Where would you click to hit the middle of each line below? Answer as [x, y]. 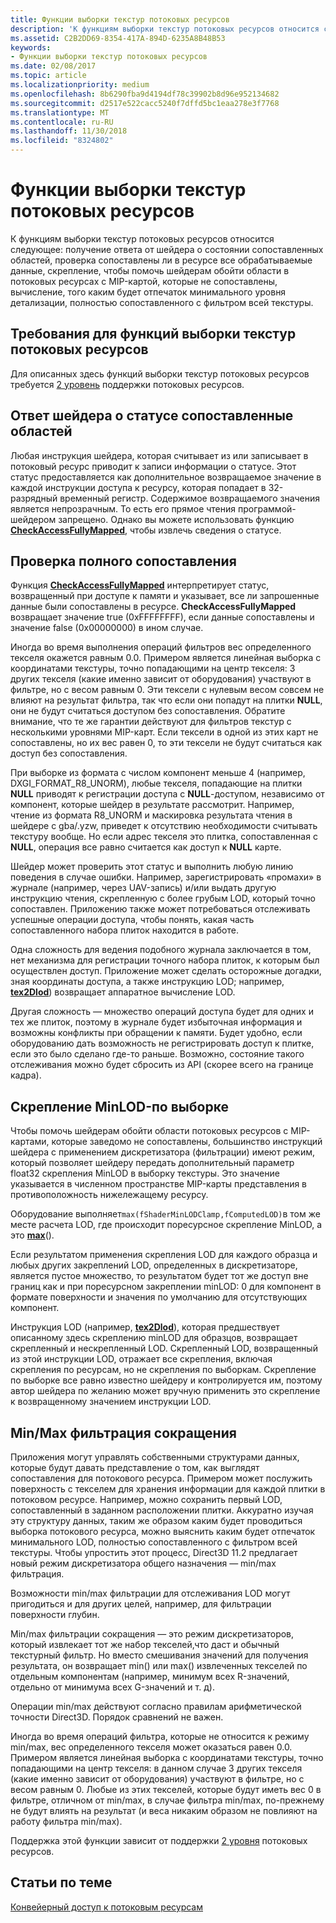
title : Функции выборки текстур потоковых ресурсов [120, 19]
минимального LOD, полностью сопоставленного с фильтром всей [154, 1542]
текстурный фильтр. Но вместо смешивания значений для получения [159, 1655]
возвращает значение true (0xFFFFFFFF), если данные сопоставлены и [162, 617]
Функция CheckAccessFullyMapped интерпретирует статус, [140, 585]
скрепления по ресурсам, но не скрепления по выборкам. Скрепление [163, 1370]
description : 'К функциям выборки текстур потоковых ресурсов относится [165, 29]
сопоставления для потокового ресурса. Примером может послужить [161, 1478]
